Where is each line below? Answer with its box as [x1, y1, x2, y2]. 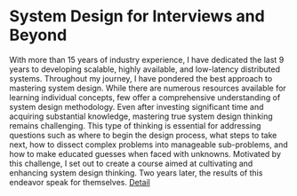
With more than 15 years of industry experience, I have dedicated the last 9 [9, 54, 285, 65]
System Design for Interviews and [9, 6, 265, 27]
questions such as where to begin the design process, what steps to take [9, 129, 277, 140]
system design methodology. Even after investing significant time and [9, 101, 264, 112]
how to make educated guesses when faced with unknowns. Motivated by [9, 148, 282, 159]
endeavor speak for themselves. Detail [9, 176, 151, 187]
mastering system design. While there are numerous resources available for [9, 82, 286, 93]
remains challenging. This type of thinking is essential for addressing [9, 120, 261, 130]
